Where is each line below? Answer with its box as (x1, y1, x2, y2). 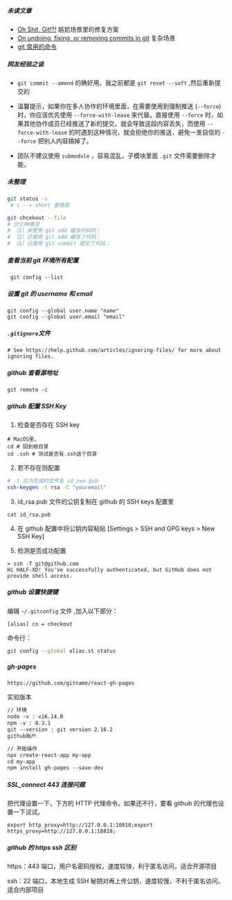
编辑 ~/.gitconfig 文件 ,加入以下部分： (7, 606, 118, 615)
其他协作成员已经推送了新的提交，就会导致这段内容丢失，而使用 (23, 119, 206, 128)
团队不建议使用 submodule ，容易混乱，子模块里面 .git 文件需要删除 (17, 151, 211, 160)
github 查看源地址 (7, 368, 59, 376)
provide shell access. (7, 572, 73, 579)
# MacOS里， (7, 435, 39, 442)
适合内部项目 (7, 885, 44, 894)
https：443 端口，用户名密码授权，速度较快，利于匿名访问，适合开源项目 (7, 862, 217, 871)
